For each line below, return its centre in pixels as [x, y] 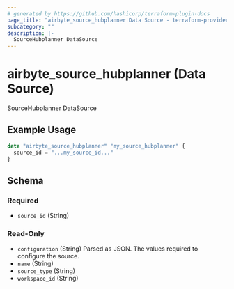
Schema [25, 181]
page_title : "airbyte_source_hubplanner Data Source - [88, 20]
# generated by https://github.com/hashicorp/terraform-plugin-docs [109, 14]
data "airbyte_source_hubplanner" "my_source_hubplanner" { [96, 146]
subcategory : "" [31, 26]
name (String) [35, 264]
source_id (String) [43, 216]
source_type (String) [46, 271]
